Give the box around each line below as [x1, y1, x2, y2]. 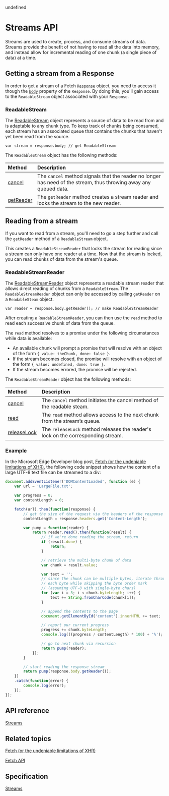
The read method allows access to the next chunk [41, 411, 159, 418]
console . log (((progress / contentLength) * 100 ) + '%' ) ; [41, 632, 163, 637]
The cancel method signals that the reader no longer [37, 173, 161, 180]
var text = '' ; [41, 572, 73, 577]
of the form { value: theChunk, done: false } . [12, 351, 111, 357]
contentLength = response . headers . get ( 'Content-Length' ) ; [23, 516, 147, 521]
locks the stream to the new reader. [37, 200, 121, 207]
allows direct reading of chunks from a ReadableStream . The [5, 286, 128, 292]
